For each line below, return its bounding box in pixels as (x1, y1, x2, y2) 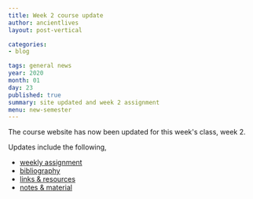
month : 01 (8, 76, 41, 84)
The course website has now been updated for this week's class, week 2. (8, 127, 246, 137)
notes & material (19, 182, 73, 193)
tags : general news (8, 62, 72, 70)
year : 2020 (8, 69, 44, 77)
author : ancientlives (8, 19, 79, 27)
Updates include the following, (8, 142, 108, 152)
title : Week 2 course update (8, 11, 104, 20)
